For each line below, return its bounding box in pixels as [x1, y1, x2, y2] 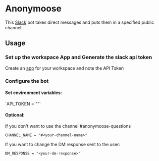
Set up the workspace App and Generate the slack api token [5, 54, 152, 61]
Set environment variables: [5, 90, 62, 96]
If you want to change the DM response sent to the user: [5, 141, 120, 147]
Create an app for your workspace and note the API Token [5, 65, 124, 71]
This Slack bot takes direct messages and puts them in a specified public [5, 19, 155, 25]
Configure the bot [5, 77, 49, 84]
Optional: [5, 112, 25, 118]
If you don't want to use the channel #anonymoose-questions [5, 123, 131, 129]
